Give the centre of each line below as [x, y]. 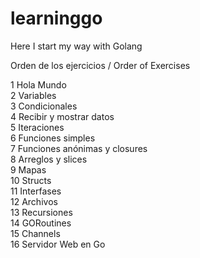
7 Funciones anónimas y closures [79, 148]
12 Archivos [34, 201]
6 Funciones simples [53, 138]
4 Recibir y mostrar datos [62, 116]
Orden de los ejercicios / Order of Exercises [100, 65]
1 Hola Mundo [38, 84]
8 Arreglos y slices [49, 159]
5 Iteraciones [37, 127]
